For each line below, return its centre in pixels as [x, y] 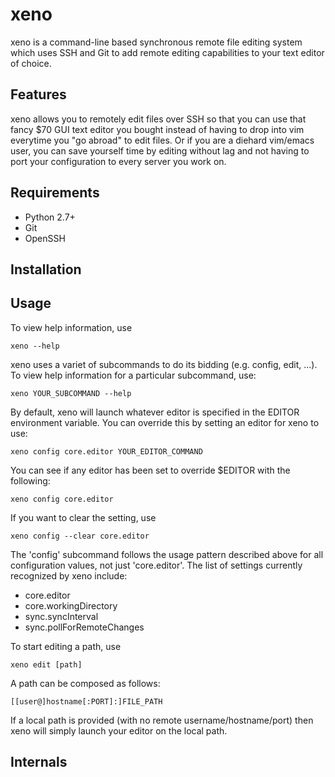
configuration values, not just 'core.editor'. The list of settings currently [156, 565]
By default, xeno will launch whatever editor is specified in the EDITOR [155, 412]
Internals [39, 762]
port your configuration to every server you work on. [118, 161]
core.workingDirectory [71, 605]
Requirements [55, 193]
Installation [46, 269]
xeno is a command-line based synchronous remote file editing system [156, 42]
